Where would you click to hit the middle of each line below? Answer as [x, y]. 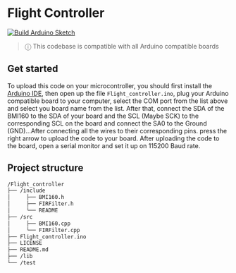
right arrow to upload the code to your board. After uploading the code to [113, 138]
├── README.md [28, 250]
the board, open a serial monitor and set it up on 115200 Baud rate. [104, 145]
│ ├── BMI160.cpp [39, 224]
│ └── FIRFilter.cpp [44, 230]
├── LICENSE [25, 243]
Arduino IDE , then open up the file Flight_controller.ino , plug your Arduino [118, 93]
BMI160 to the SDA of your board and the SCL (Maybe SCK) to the [103, 116]
